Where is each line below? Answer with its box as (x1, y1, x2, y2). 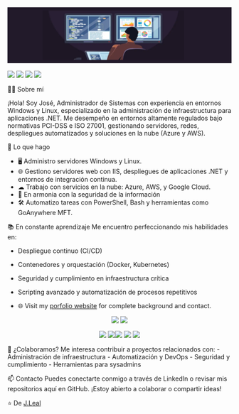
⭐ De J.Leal (7, 399, 41, 407)
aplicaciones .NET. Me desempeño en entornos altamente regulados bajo (7, 114, 223, 122)
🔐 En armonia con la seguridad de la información (17, 190, 161, 198)
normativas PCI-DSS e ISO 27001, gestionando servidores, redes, (7, 121, 199, 130)
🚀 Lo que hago (7, 143, 51, 151)
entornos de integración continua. (17, 175, 117, 183)
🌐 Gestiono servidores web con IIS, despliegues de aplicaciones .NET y (17, 167, 228, 175)
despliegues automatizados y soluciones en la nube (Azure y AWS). (7, 129, 206, 137)
